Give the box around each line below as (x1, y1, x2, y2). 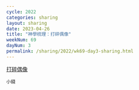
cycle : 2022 (6, 8, 36, 15)
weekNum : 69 (6, 37, 36, 43)
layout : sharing (6, 20, 47, 26)
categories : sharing (6, 14, 59, 21)
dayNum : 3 (6, 43, 31, 49)
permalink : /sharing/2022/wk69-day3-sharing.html (6, 48, 134, 54)
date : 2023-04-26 (6, 25, 50, 32)
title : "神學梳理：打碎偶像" (6, 31, 71, 37)
